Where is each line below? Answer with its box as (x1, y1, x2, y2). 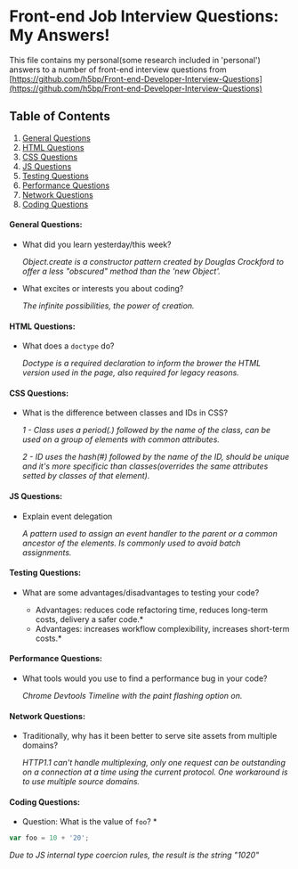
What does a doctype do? (21, 340, 115, 351)
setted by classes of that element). (21, 471, 150, 481)
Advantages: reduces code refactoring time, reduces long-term (35, 604, 269, 615)
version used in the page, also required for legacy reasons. (21, 367, 240, 378)
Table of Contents (9, 109, 111, 124)
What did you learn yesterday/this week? (21, 239, 172, 250)
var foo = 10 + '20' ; (9, 833, 90, 843)
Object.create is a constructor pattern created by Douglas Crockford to (21, 256, 285, 266)
